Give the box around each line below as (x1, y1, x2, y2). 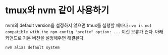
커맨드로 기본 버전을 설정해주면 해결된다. (5, 35, 85, 41)
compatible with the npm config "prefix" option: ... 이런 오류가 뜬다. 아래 (5, 28, 163, 34)
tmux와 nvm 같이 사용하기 (5, 5, 109, 16)
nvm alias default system (5, 45, 60, 50)
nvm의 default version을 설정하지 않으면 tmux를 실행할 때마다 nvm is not (5, 22, 152, 28)
